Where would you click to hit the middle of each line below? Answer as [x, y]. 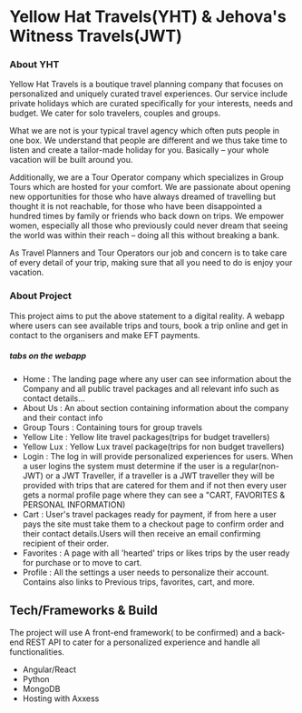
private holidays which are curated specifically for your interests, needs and [151, 104]
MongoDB [41, 688]
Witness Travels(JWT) [96, 36]
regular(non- [255, 466]
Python [36, 678]
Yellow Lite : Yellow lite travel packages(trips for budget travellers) [146, 437]
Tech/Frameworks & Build [84, 611]
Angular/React [49, 669]
